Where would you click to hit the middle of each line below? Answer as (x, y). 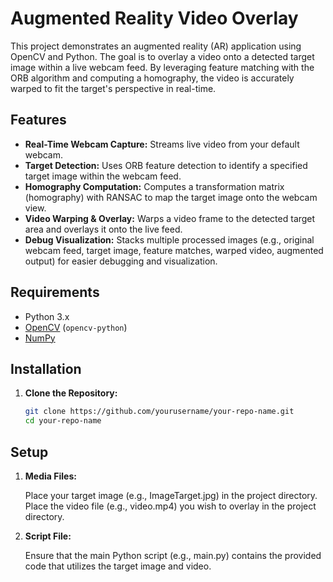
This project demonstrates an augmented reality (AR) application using (156, 46)
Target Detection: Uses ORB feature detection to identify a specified (166, 165)
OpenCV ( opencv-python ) (76, 327)
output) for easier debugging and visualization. (121, 261)
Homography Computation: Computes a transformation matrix (154, 186)
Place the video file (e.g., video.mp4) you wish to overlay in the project (170, 506)
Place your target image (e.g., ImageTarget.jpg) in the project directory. (171, 495)
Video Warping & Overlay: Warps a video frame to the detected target (170, 218)
